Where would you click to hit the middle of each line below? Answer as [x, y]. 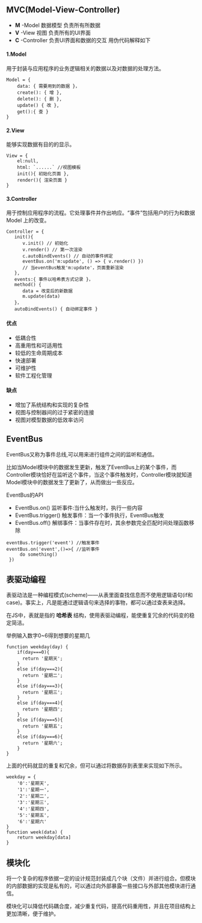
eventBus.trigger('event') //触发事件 [53, 543]
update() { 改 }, [38, 106]
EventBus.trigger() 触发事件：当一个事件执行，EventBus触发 [89, 515]
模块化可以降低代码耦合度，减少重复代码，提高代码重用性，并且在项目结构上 [101, 906]
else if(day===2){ [40, 669]
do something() [39, 554]
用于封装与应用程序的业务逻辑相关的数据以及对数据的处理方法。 [85, 69]
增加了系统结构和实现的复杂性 [52, 405]
